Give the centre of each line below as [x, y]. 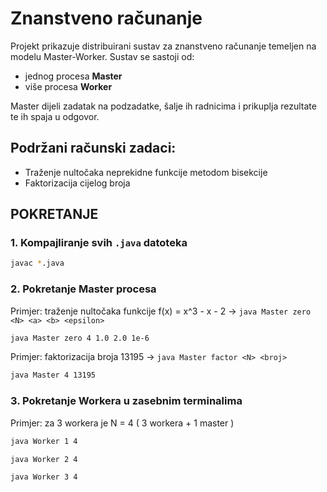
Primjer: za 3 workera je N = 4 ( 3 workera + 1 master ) [122, 423]
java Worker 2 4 [44, 459]
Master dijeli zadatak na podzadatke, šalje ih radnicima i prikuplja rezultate [163, 106]
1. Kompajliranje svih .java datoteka [99, 243]
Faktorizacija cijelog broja [77, 183]
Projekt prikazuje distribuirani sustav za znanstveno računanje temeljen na [163, 46]
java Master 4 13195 [53, 375]
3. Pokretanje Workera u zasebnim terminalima [126, 401]
